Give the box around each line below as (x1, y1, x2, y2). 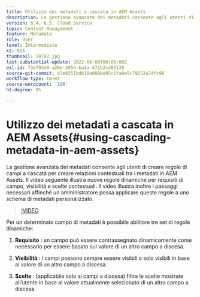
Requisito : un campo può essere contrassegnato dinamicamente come (14, 236, 192, 244)
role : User (6, 37, 34, 43)
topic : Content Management (6, 25, 74, 32)
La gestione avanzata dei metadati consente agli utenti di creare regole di (6, 163, 187, 170)
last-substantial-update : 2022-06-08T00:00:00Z (6, 59, 128, 65)
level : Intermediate (6, 43, 58, 49)
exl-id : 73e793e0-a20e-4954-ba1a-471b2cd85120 (6, 64, 125, 71)
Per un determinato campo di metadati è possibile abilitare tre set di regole (6, 218, 190, 226)
